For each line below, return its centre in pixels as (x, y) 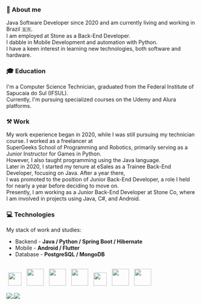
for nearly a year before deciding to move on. (62, 186)
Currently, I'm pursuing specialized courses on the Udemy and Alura (91, 99)
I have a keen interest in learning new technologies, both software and (94, 49)
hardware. (19, 55)
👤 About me (24, 10)
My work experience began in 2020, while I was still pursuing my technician (101, 134)
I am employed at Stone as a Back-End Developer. (69, 36)
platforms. (19, 105)
